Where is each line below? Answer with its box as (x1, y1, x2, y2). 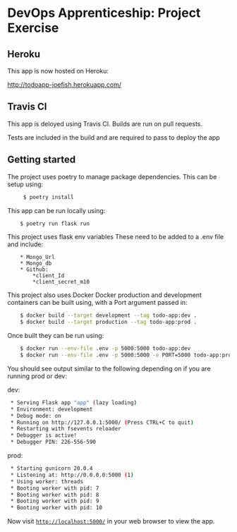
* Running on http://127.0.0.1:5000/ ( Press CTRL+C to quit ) (10, 418, 194, 426)
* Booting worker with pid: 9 (10, 497, 99, 505)
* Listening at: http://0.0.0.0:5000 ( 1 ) (10, 471, 134, 478)
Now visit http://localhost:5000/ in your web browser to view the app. (7, 517, 215, 526)
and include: (7, 240, 44, 248)
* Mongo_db (20, 260, 52, 267)
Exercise (7, 20, 59, 36)
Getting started (7, 154, 76, 166)
